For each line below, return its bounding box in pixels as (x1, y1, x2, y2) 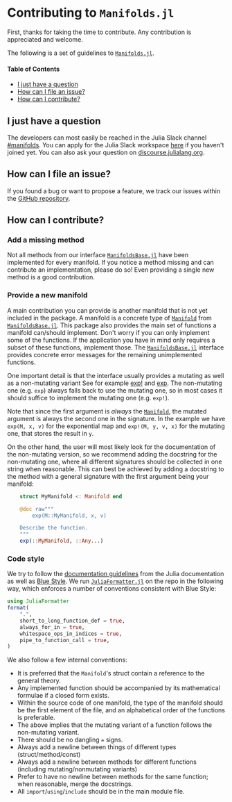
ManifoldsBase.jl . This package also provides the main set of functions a (7, 321, 217, 329)
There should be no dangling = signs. (17, 735, 123, 744)
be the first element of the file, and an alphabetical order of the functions (17, 706, 225, 714)
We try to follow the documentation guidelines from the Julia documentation (7, 570, 224, 578)
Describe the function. (19, 525, 89, 532)
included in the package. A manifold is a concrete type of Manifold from (7, 313, 213, 322)
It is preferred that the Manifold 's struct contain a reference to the (17, 669, 206, 678)
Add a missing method (7, 235, 84, 245)
